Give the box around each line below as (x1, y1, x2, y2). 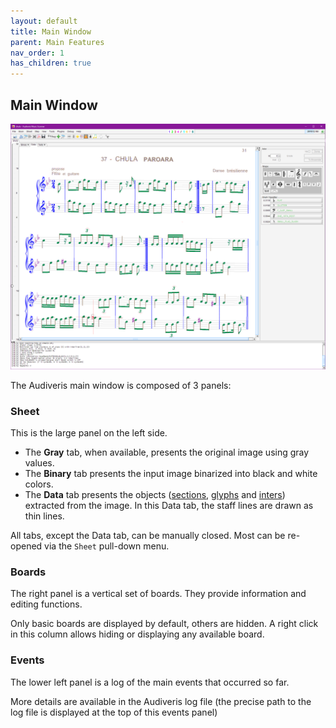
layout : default (10, 16, 78, 26)
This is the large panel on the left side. (10, 427, 168, 439)
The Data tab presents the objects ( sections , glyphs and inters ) (24, 489, 286, 500)
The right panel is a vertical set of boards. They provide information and (10, 588, 307, 600)
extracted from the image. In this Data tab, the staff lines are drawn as (24, 500, 314, 511)
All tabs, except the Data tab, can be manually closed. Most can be (10, 530, 286, 541)
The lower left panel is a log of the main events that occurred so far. (10, 676, 290, 688)
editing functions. (10, 598, 83, 610)
